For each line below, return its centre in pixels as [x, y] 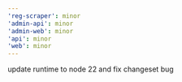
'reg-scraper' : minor [44, 16]
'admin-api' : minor [41, 24]
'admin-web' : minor [41, 31]
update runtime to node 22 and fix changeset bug [91, 69]
